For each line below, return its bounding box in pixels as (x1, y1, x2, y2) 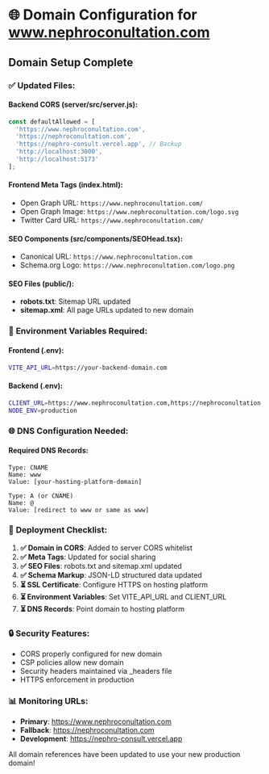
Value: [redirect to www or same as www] (8, 506, 150, 514)
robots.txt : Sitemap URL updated (19, 297, 131, 306)
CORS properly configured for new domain (19, 649, 163, 659)
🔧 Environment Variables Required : (8, 326, 147, 337)
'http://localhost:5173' (15, 155, 99, 163)
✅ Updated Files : (8, 79, 76, 90)
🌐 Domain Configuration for (8, 6, 197, 24)
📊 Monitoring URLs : (8, 696, 89, 707)
